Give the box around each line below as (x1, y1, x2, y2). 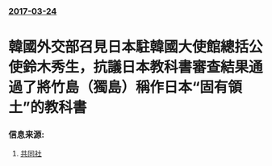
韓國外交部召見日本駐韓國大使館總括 (8, 38, 249, 56)
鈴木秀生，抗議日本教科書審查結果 (23, 58, 249, 77)
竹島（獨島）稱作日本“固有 (51, 78, 228, 97)
